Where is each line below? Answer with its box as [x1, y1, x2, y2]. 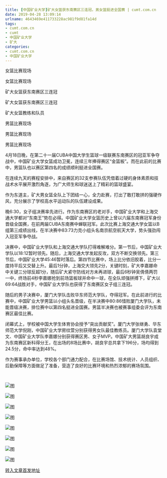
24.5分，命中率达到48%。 [5, 346, 59, 352]
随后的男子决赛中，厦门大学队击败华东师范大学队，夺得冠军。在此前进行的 [5, 292, 158, 298]
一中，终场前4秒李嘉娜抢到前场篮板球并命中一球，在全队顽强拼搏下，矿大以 [5, 275, 161, 281]
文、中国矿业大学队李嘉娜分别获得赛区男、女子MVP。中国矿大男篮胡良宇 [5, 333, 155, 339]
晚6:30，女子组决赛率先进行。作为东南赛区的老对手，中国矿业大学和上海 [5, 209, 154, 215]
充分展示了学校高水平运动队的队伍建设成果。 [13, 198, 105, 204]
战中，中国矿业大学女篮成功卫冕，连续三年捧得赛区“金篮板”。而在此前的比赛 [5, 159, 162, 164]
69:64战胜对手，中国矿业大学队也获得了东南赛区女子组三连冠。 [5, 281, 135, 287]
